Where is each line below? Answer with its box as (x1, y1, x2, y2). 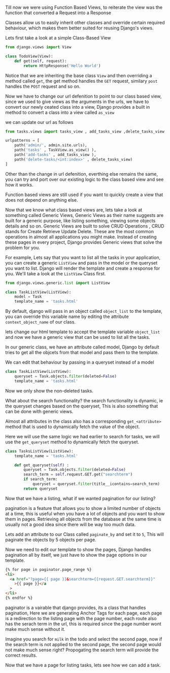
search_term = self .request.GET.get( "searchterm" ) (23, 472, 133, 477)
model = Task (14, 294, 42, 299)
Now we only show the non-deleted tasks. (5, 388, 94, 394)
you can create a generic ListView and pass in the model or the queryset (5, 260, 158, 266)
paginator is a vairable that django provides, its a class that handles (5, 604, 146, 611)
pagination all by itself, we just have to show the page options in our (5, 552, 147, 558)
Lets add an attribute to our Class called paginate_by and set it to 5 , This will (5, 531, 164, 537)
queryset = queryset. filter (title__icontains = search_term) (32, 482, 160, 487)
